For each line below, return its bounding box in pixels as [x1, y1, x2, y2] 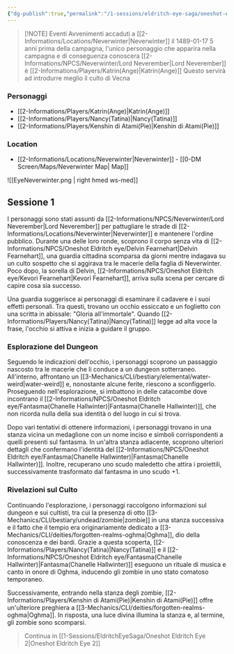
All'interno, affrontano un [7, 372, 79, 381]
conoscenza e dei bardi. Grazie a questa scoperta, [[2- [7, 538, 165, 546]
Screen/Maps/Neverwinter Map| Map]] [17, 162, 129, 171]
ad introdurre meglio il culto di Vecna [24, 74, 130, 82]
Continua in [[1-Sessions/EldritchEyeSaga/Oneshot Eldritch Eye [24, 632, 206, 640]
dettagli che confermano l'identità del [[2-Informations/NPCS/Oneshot [7, 446, 209, 454]
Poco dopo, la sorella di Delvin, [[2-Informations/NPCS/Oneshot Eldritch [7, 266, 214, 275]
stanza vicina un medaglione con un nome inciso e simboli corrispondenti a [7, 430, 224, 439]
